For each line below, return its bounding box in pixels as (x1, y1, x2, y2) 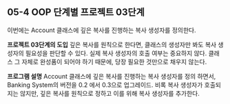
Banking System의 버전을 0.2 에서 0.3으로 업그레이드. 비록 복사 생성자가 (7, 81, 203, 89)
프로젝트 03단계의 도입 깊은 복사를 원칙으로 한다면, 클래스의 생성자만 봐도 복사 (7, 40, 217, 49)
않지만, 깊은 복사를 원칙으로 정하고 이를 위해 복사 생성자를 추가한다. (19, 89, 200, 97)
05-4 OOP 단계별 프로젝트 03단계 (7, 6, 145, 18)
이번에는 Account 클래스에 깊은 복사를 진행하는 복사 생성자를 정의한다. (7, 26, 196, 34)
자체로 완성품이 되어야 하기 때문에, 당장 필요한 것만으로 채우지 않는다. (21, 57, 207, 66)
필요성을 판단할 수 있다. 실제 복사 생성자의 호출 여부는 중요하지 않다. (25, 49, 207, 57)
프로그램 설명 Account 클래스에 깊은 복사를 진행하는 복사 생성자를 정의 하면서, (7, 72, 216, 80)
